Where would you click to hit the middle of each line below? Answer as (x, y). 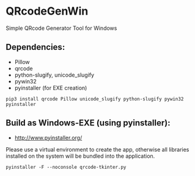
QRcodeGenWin (47, 11)
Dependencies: (35, 47)
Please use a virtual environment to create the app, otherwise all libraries (97, 149)
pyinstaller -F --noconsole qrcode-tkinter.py (66, 167)
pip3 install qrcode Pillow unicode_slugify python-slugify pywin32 (95, 99)
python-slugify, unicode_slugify (54, 75)
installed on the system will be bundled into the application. (80, 156)
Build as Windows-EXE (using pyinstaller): (88, 123)
